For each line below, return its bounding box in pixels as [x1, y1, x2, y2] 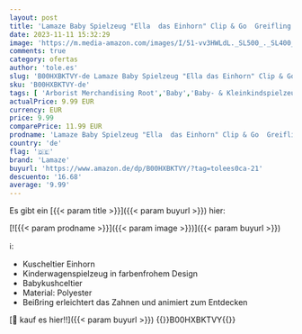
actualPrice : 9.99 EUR [9, 96, 94, 106]
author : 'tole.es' [9, 64, 78, 73]
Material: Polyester [22, 287, 93, 298]
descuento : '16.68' [9, 172, 83, 181]
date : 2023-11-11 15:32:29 [9, 30, 111, 39]
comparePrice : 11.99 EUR [9, 122, 102, 131]
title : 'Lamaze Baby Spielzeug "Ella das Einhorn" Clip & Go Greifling [9, 22, 292, 31]
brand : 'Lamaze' [9, 155, 70, 165]
